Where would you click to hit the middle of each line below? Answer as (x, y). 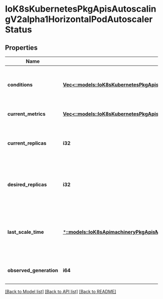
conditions (20, 85)
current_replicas (27, 143)
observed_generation (33, 270)
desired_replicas (27, 185)
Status (19, 30)
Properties (21, 47)
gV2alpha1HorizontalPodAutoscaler (79, 19)
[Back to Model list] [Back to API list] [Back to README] (61, 291)
